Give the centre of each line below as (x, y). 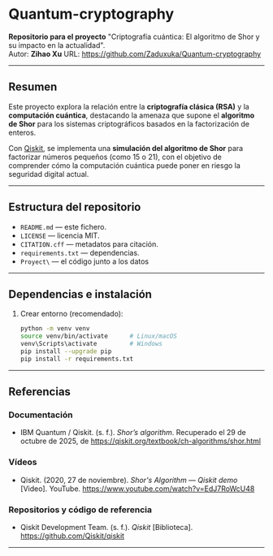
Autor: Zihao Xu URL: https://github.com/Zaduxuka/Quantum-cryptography (135, 54)
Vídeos (23, 462)
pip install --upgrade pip (66, 351)
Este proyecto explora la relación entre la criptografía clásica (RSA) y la (129, 106)
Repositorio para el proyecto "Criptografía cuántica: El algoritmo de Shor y (134, 37)
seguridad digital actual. (49, 174)
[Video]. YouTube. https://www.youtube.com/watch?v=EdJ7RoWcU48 (137, 489)
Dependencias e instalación (80, 294)
